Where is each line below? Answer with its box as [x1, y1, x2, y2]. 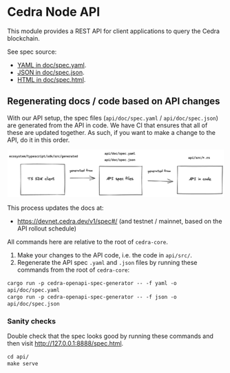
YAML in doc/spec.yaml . [17, 61, 87, 69]
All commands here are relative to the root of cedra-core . [7, 238, 169, 246]
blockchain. [7, 34, 40, 42]
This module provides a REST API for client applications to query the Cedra [7, 27, 220, 35]
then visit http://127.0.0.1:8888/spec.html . [7, 339, 124, 348]
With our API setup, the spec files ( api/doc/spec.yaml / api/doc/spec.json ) [7, 114, 219, 122]
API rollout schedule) [17, 224, 77, 233]
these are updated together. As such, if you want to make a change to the [7, 128, 216, 136]
